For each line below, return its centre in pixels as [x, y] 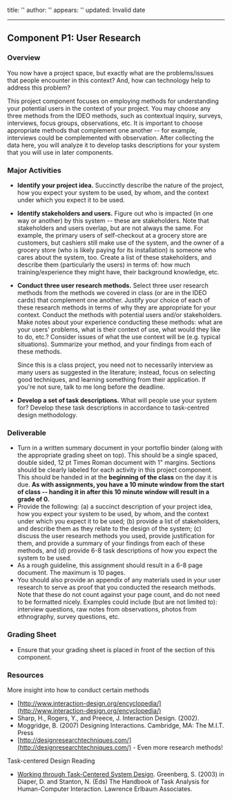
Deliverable [27, 432]
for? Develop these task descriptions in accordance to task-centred [113, 408]
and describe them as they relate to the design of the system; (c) [109, 528]
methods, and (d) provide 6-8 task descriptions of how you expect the [117, 551]
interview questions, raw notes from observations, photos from [107, 609]
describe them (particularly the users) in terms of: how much [104, 265]
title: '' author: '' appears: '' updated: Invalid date [76, 10]
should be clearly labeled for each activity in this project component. [115, 470]
